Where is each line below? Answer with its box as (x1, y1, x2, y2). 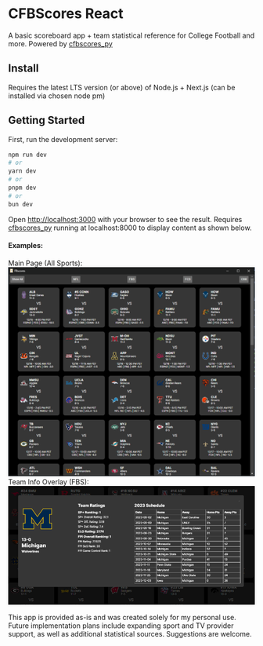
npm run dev (8, 151, 47, 159)
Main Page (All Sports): (8, 258, 83, 268)
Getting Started (8, 114, 85, 127)
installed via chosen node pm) (8, 91, 106, 100)
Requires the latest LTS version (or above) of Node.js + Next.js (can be (8, 82, 236, 92)
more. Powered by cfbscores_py (8, 38, 113, 48)
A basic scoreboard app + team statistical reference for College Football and (8, 31, 255, 40)
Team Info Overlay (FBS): (8, 476, 89, 487)
